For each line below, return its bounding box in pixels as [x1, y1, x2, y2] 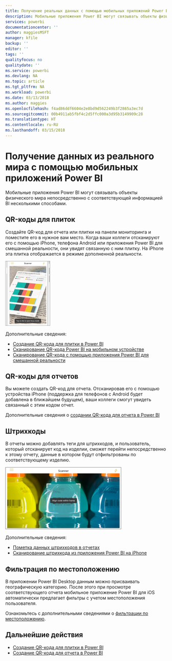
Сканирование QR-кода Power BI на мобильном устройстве [12, 346, 144, 352]
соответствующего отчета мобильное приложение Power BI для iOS [5, 589, 155, 596]
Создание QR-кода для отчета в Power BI [12, 650, 103, 656]
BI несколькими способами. [5, 200, 67, 206]
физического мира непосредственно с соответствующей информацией [5, 194, 163, 201]
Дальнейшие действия [5, 631, 83, 639]
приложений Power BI [5, 172, 103, 184]
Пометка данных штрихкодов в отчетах [12, 544, 100, 550]
